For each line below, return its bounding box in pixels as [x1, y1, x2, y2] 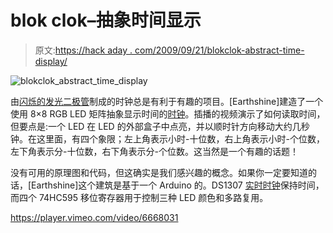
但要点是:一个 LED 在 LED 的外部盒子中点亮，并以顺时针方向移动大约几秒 [10, 120, 310, 132]
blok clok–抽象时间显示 [10, 9, 202, 32]
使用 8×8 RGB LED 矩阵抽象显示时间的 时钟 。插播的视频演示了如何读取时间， [10, 107, 326, 120]
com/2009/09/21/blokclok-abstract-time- [134, 44, 305, 56]
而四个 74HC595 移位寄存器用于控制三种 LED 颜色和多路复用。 [10, 191, 269, 203]
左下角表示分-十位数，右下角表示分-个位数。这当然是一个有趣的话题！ [10, 145, 299, 157]
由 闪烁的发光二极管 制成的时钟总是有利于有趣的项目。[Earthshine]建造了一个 [10, 95, 324, 107]
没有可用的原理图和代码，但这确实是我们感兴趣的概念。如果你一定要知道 [10, 166, 308, 178]
